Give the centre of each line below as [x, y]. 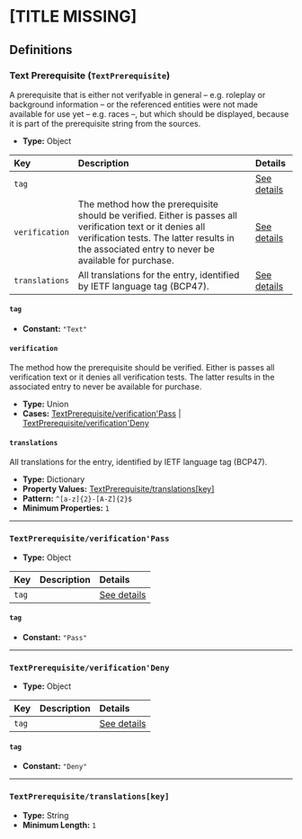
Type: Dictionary [53, 479]
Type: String [45, 815]
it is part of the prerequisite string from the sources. [105, 123]
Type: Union [45, 404]
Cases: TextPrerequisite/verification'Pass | [102, 414]
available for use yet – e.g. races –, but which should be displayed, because [149, 113]
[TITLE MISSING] [73, 17]
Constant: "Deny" [55, 766]
